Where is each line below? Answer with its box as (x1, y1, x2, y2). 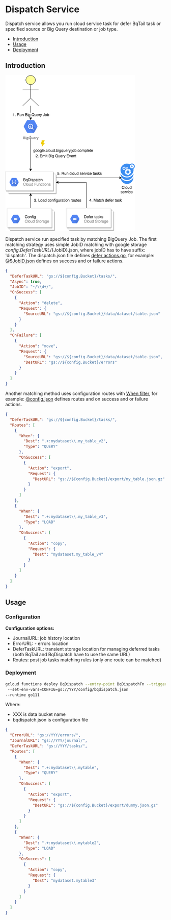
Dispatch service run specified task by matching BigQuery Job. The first (5, 236, 157, 242)
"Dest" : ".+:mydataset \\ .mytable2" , (23, 840, 101, 846)
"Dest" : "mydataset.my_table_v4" (32, 552, 103, 557)
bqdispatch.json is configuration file (12, 717, 88, 723)
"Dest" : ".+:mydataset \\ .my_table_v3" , (23, 514, 108, 519)
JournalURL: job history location (12, 635, 80, 641)
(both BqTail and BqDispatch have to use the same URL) (12, 651, 130, 657)
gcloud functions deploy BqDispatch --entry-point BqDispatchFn (5, 681, 145, 687)
